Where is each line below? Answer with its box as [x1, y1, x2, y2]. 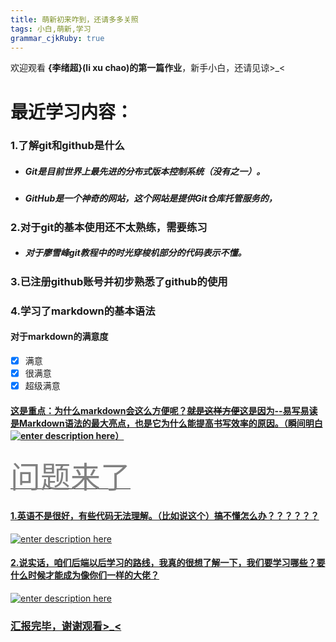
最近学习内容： [10, 101, 134, 123]
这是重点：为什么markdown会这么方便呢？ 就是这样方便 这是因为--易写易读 [10, 404, 318, 416]
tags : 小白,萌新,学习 [10, 24, 92, 34]
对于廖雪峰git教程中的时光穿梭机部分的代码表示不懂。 [24, 247, 247, 259]
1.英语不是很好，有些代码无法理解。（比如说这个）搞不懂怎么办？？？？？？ [10, 509, 320, 521]
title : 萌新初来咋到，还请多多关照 [10, 14, 139, 25]
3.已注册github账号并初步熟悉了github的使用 [10, 274, 228, 288]
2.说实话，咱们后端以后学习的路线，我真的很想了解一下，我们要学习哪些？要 [10, 557, 326, 569]
